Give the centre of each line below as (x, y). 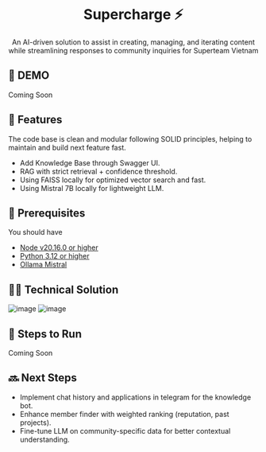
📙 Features (35, 120)
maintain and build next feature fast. (67, 147)
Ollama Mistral (43, 265)
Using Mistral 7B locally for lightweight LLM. (92, 188)
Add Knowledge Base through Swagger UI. (90, 162)
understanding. (44, 439)
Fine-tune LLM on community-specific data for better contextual (125, 431)
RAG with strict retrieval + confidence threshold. (98, 171)
